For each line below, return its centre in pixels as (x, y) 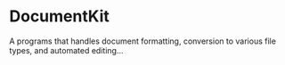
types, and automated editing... (66, 50)
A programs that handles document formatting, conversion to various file (142, 41)
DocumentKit (59, 16)
